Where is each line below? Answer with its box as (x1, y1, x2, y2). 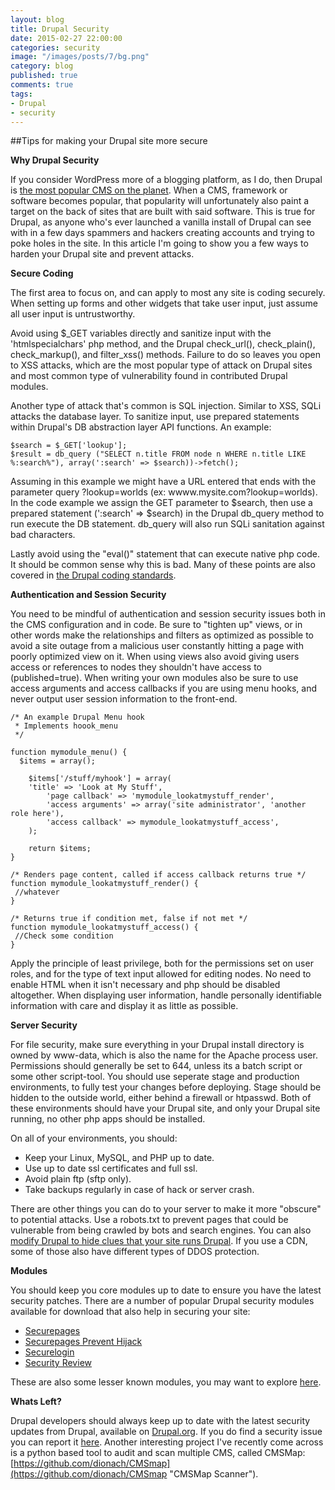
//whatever (14, 887, 60, 898)
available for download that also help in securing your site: (10, 1306, 251, 1318)
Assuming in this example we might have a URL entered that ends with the (10, 476, 317, 488)
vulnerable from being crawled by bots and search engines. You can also (10, 1224, 312, 1236)
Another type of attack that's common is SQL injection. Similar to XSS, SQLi (10, 400, 322, 412)
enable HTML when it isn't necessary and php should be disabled (10, 979, 281, 991)
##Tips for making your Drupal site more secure (10, 135, 208, 147)
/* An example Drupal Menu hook (10, 712, 145, 723)
